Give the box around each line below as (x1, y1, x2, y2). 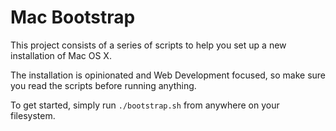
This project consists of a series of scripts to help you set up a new (10, 39, 287, 51)
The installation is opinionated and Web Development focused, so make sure (10, 69, 327, 81)
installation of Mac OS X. (10, 49, 112, 61)
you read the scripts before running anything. (10, 79, 197, 91)
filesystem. (10, 109, 56, 121)
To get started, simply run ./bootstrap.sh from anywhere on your (10, 99, 280, 111)
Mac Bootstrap (10, 6, 136, 29)
